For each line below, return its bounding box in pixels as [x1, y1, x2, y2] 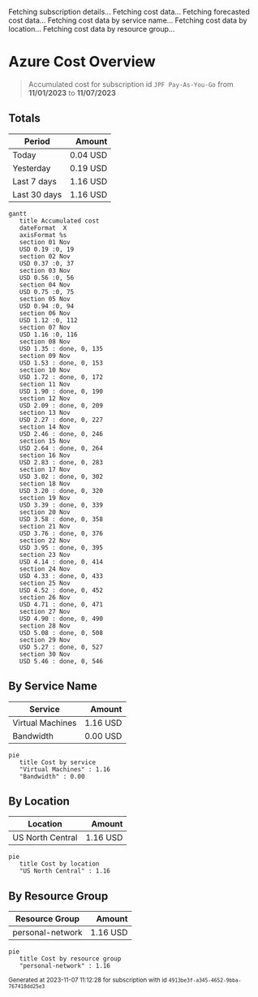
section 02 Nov [19, 252, 71, 261]
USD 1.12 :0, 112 [19, 316, 79, 324]
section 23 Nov [19, 550, 71, 559]
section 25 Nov [19, 579, 71, 587]
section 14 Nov [19, 422, 71, 431]
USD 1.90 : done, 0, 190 [19, 387, 104, 395]
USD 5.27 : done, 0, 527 [19, 643, 104, 651]
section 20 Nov [19, 507, 71, 516]
